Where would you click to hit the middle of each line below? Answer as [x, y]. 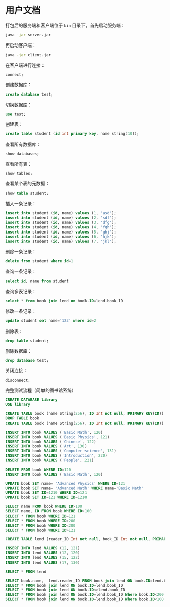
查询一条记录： [21, 271]
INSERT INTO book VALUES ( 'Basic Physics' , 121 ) [57, 437]
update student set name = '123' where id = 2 [51, 321]
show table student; [27, 193]
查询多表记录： [21, 291]
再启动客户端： [21, 45]
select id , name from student [37, 281]
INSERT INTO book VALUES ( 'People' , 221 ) [50, 460]
